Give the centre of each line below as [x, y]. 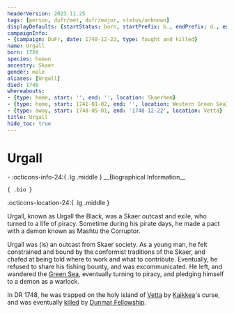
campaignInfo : [28, 33]
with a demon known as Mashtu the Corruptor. [74, 231]
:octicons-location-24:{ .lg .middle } [58, 203]
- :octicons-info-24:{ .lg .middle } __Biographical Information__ [96, 177]
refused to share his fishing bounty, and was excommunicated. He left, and [115, 267]
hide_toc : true [29, 123]
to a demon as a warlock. [44, 282]
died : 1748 [23, 85]
